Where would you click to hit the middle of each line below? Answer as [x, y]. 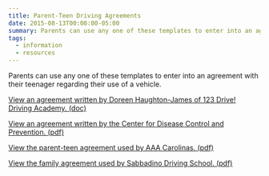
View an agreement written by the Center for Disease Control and [116, 124]
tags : [17, 38]
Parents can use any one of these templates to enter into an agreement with [133, 76]
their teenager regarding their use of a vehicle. [85, 84]
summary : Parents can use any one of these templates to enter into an [130, 30]
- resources [36, 53]
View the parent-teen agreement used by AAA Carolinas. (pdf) [111, 148]
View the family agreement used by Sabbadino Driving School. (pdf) [120, 163]
